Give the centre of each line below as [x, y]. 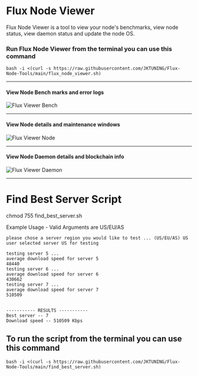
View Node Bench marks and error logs [55, 92]
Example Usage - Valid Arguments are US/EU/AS [65, 227]
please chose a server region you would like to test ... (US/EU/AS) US [97, 238]
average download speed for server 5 [52, 258]
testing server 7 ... [33, 284]
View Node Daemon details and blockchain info [65, 157]
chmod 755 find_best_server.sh [44, 215]
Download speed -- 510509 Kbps [44, 320]
